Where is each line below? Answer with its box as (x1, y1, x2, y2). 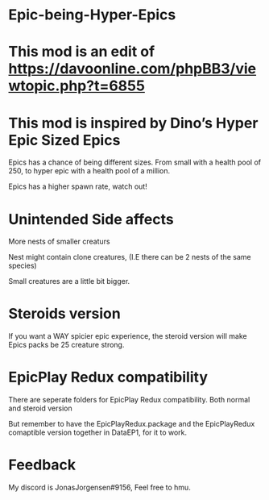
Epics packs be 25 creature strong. (8, 340, 125, 350)
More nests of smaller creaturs (8, 236, 110, 247)
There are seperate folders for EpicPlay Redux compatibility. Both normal (8, 395, 250, 405)
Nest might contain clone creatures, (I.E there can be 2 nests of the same (8, 252, 251, 262)
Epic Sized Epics (8, 131, 121, 149)
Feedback (8, 456, 77, 474)
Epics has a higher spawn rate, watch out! (8, 181, 147, 191)
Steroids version (8, 305, 121, 323)
